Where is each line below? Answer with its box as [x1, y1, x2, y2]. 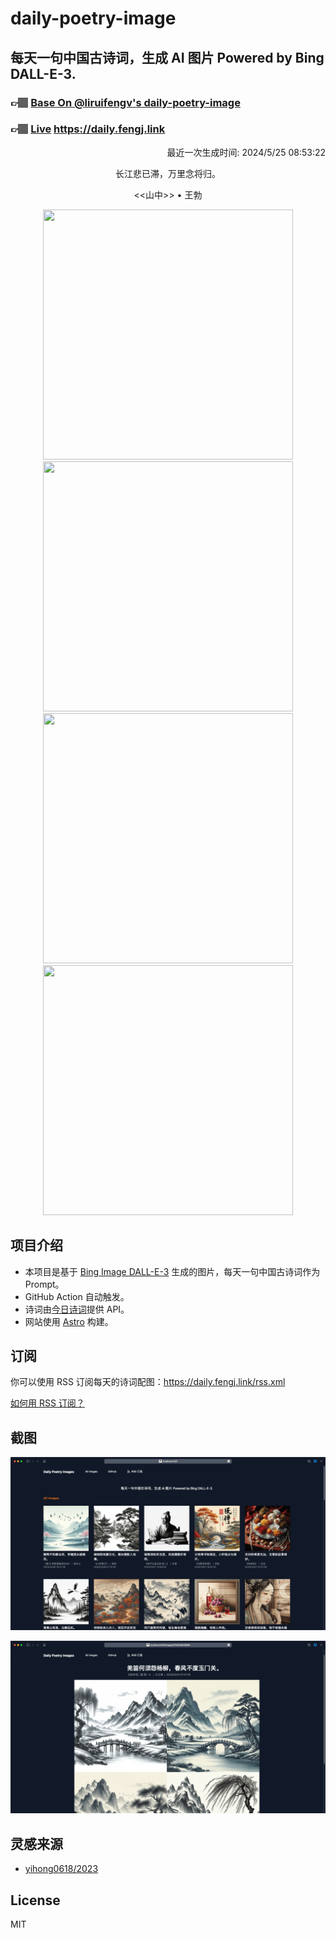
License [10, 1892, 61, 1909]
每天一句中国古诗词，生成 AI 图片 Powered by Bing [10, 49, 325, 66]
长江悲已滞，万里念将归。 [115, 167, 221, 179]
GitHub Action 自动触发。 [24, 1290, 130, 1302]
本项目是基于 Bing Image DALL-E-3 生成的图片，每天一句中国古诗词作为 [24, 1265, 321, 1277]
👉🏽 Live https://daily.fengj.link [10, 122, 166, 136]
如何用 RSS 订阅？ [10, 1397, 85, 1409]
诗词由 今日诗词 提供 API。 [24, 1303, 130, 1315]
